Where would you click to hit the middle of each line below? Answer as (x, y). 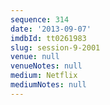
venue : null (35, 57)
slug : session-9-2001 (55, 47)
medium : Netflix (44, 76)
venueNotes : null (46, 66)
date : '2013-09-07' (51, 29)
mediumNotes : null (48, 85)
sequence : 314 (40, 19)
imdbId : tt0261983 (48, 38)
